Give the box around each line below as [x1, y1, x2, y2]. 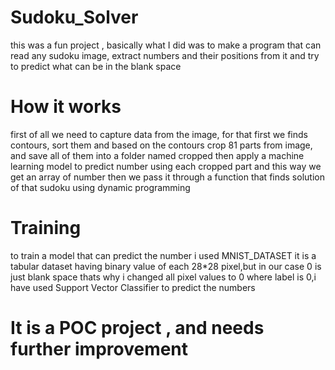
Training [10, 217, 82, 240]
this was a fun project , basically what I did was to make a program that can [10, 39, 322, 51]
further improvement [10, 338, 189, 360]
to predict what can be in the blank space [10, 60, 182, 72]
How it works [10, 96, 122, 118]
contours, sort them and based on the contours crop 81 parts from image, [10, 139, 313, 151]
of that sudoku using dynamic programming [10, 181, 191, 193]
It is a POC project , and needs [10, 317, 265, 339]
